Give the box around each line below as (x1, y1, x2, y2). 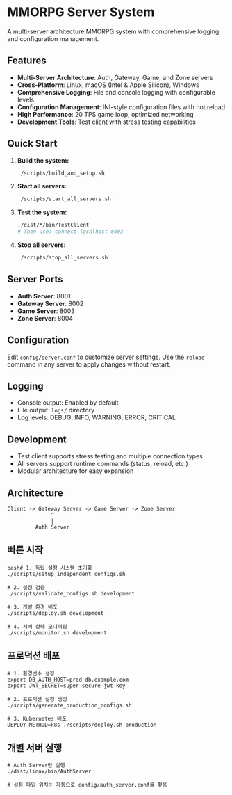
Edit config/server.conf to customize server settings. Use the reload (7, 353, 205, 361)
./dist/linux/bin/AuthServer (7, 768, 92, 776)
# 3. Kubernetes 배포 (7, 715, 67, 722)
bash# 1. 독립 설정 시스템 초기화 (7, 564, 92, 571)
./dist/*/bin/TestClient (17, 222, 90, 229)
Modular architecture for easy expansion (17, 467, 134, 475)
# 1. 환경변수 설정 (7, 670, 55, 677)
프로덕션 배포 (7, 650, 60, 661)
